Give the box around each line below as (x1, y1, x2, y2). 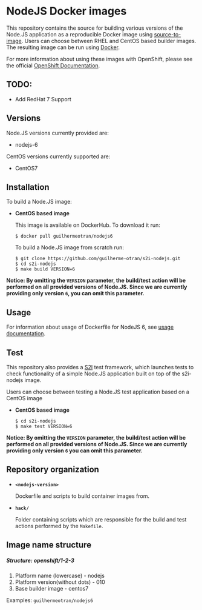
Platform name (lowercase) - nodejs (15, 572, 105, 580)
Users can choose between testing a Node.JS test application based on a (6, 388, 189, 395)
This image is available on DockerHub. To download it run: (15, 221, 160, 229)
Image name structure (6, 540, 92, 550)
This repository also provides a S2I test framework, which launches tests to (6, 364, 194, 370)
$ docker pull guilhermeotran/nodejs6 (15, 233, 113, 240)
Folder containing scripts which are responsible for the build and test (15, 515, 187, 523)
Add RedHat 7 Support (15, 95, 71, 102)
